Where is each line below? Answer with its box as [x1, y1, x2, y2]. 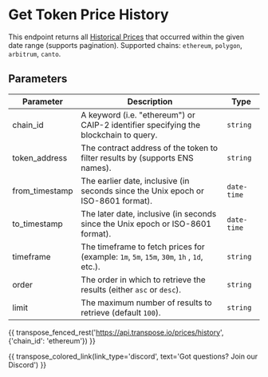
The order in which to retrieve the [81, 274, 206, 285]
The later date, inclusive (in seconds [81, 208, 217, 219]
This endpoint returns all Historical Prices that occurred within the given [8, 32, 245, 42]
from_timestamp [12, 185, 73, 196]
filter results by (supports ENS [81, 152, 194, 163]
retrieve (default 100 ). [81, 307, 161, 318]
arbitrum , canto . [8, 49, 61, 58]
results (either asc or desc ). [81, 284, 182, 295]
